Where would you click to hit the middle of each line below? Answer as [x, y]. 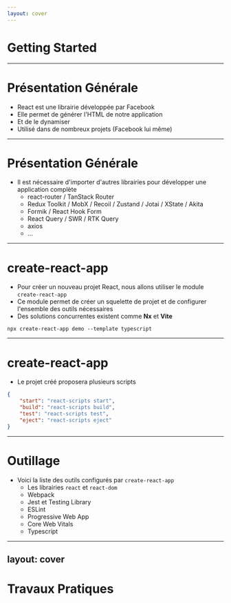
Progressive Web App [58, 516]
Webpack [41, 495]
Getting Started [52, 47]
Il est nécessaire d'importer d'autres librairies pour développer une [112, 182]
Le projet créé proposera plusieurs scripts [76, 382]
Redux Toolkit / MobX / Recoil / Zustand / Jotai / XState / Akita [115, 204]
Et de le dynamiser [44, 121]
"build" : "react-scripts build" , [67, 408]
